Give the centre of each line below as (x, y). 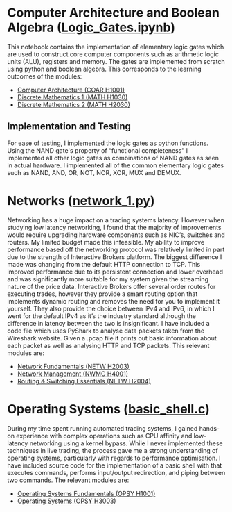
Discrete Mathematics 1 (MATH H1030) (72, 97)
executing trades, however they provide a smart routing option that (102, 294)
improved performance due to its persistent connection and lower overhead (115, 272)
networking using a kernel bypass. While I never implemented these (126, 443)
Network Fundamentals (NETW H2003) (73, 366)
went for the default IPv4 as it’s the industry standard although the (101, 316)
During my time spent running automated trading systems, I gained (102, 428)
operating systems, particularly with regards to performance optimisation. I (114, 458)
